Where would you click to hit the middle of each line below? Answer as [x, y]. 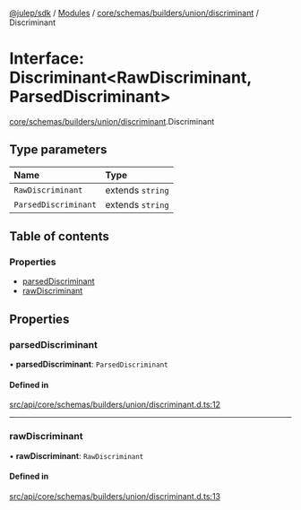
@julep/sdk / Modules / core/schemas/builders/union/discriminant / [134, 13]
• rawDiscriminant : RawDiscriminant [77, 455]
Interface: [47, 59]
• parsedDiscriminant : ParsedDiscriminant [89, 364]
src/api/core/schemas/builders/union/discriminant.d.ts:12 [115, 405]
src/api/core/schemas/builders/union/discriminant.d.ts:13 [115, 496]
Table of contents [59, 237]
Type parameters [58, 150]
